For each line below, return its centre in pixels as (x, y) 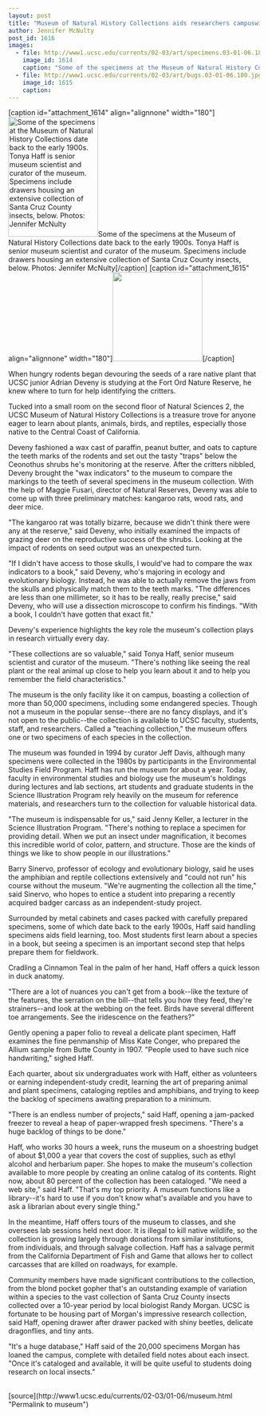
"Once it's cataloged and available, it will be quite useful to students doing (130, 1363)
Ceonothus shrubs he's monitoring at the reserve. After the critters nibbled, (132, 465)
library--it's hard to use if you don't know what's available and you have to (130, 1198)
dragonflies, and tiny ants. (51, 1331)
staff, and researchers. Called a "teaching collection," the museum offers (128, 729)
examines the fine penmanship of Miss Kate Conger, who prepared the (124, 1041)
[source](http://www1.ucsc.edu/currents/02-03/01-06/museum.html (120, 1396)
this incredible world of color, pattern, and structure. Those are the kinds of (132, 845)
